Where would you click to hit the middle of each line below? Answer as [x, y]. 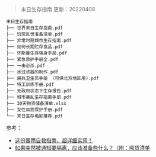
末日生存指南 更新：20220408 [58, 9]
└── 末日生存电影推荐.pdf [35, 116]
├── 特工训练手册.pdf [30, 85]
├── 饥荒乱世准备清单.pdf [35, 34]
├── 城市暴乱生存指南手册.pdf [39, 97]
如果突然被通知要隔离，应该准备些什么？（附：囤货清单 [82, 148]
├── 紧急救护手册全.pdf [32, 59]
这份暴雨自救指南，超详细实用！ [54, 140]
